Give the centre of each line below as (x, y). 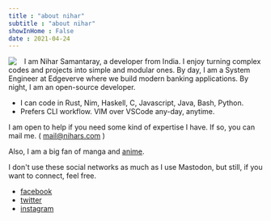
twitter (31, 200)
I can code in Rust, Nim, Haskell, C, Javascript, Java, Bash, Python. (132, 103)
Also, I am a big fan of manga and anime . (76, 151)
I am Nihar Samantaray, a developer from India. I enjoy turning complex (142, 62)
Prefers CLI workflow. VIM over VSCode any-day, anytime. (117, 112)
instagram (37, 209)
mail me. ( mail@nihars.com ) (57, 136)
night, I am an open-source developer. (72, 87)
